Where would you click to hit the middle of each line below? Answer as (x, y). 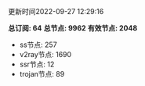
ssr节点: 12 (37, 64)
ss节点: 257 (38, 45)
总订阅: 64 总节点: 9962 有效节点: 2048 (73, 28)
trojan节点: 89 (42, 74)
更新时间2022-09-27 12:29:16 (56, 11)
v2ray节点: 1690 (45, 54)
